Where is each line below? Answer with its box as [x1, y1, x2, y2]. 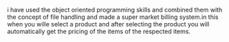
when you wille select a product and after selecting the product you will [7, 20, 210, 28]
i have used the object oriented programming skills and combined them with [7, 6, 223, 14]
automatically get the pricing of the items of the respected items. [7, 27, 191, 35]
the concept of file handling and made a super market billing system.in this [7, 13, 219, 21]
